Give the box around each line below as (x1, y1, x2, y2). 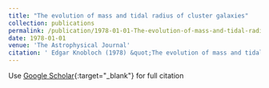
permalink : (8, 26, 45, 34)
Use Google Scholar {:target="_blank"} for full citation (8, 71, 184, 80)
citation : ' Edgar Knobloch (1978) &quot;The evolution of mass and (8, 49, 242, 57)
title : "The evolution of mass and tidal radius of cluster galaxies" (8, 11, 249, 20)
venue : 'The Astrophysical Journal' (8, 42, 130, 50)
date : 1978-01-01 (8, 34, 66, 42)
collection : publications (8, 19, 94, 27)
